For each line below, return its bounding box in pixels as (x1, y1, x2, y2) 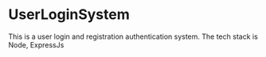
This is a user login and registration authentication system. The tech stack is (8, 32, 259, 41)
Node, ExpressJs (8, 40, 65, 49)
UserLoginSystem (8, 6, 130, 24)
